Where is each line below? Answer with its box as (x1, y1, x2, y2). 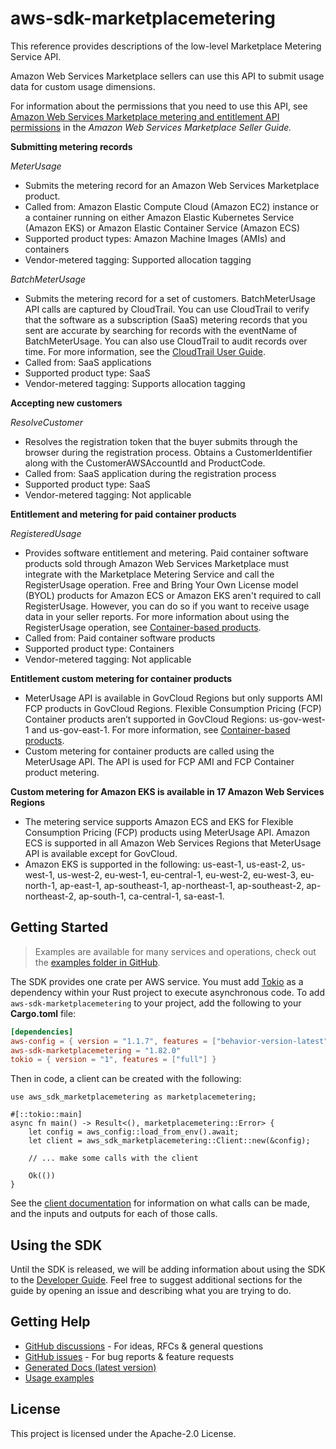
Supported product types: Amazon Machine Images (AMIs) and (24, 232, 287, 244)
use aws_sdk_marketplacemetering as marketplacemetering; (10, 1092, 257, 1102)
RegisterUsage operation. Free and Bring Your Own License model (24, 578, 299, 591)
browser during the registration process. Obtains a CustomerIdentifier (24, 446, 313, 458)
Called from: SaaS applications (24, 356, 152, 368)
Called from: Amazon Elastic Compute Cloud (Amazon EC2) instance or (24, 200, 319, 212)
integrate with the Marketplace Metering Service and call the (24, 568, 275, 580)
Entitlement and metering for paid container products (10, 508, 237, 520)
